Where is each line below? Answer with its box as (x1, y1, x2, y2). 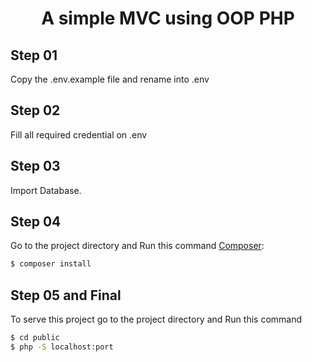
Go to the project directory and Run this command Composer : (10, 240, 265, 252)
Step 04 (10, 213, 62, 231)
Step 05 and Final (10, 287, 122, 304)
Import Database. (10, 184, 82, 196)
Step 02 (10, 102, 61, 119)
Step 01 (10, 47, 58, 64)
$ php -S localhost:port (10, 342, 114, 352)
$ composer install (10, 259, 92, 269)
